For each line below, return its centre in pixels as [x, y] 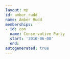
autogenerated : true [27, 48]
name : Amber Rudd [24, 19]
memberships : [19, 24]
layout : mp [17, 10]
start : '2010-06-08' [32, 39]
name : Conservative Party [38, 34]
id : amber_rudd [21, 15]
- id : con [16, 29]
